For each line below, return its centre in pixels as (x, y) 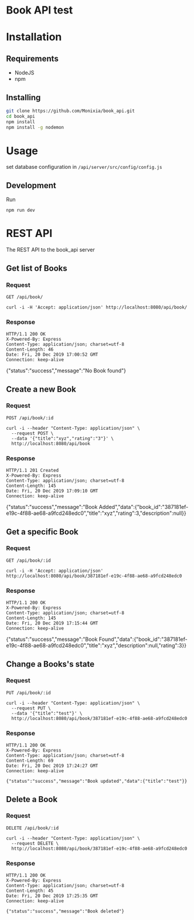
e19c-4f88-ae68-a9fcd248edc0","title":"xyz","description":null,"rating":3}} (96, 646)
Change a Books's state (50, 664)
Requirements (32, 58)
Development (31, 185)
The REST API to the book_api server (51, 250)
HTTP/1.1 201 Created (33, 471)
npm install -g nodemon (35, 127)
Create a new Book (41, 389)
